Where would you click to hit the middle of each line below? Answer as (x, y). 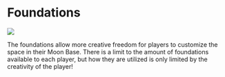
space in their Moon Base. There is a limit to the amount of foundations (108, 52)
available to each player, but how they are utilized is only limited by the (108, 59)
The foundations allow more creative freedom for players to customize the (113, 44)
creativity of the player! (40, 66)
